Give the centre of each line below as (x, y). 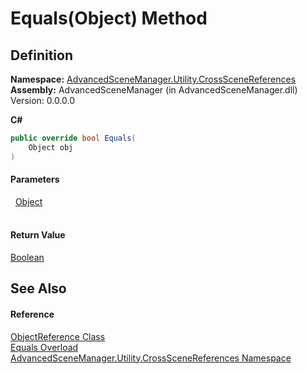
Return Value (38, 235)
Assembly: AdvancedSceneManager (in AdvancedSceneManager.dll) (154, 90)
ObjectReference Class (58, 336)
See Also (38, 288)
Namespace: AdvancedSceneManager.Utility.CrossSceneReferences (153, 79)
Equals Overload (44, 347)
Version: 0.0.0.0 (43, 100)
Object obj (51, 147)
